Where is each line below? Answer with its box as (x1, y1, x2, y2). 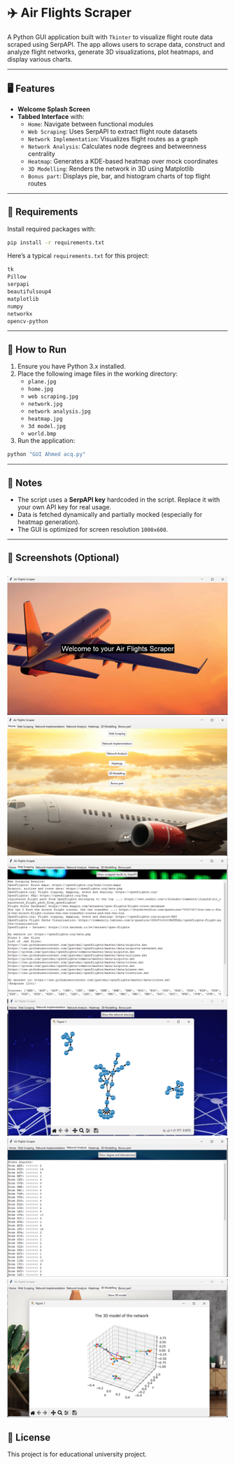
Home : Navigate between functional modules (27, 120, 154, 128)
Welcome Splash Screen (17, 105, 90, 113)
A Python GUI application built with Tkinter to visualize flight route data (7, 32, 213, 41)
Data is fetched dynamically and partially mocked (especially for (17, 510, 203, 518)
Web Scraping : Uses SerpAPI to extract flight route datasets (27, 127, 198, 136)
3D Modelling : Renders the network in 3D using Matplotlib (27, 164, 194, 173)
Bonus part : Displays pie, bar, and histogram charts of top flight (27, 171, 211, 180)
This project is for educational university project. (7, 1450, 147, 1459)
